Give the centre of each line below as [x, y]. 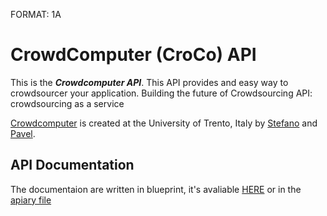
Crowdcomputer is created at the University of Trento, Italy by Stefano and [164, 123]
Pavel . [23, 133]
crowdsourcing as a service [67, 103]
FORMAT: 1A [36, 14]
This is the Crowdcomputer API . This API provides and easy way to [149, 82]
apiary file [31, 200]
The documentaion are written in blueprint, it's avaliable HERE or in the [156, 189]
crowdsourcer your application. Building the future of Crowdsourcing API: [161, 93]
